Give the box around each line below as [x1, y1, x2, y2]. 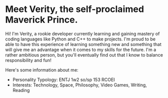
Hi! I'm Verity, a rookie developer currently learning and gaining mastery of [5, 30, 160, 36]
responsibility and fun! [5, 57, 52, 63]
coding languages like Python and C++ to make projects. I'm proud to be [5, 36, 156, 42]
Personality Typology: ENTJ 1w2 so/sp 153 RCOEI [12, 76, 115, 82]
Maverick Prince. [5, 14, 78, 25]
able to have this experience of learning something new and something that [5, 41, 162, 47]
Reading [12, 87, 30, 93]
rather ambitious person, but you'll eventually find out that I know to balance [5, 51, 163, 58]
